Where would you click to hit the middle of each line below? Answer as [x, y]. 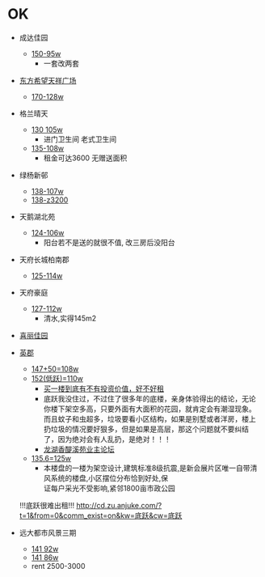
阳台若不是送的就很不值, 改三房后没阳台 [109, 242]
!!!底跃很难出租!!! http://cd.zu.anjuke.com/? [90, 505]
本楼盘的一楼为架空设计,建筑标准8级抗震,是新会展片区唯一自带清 [150, 468]
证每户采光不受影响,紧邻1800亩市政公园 [109, 488]
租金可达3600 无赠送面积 [85, 158]
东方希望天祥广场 [48, 80]
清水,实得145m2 [70, 318]
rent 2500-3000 [58, 566]
